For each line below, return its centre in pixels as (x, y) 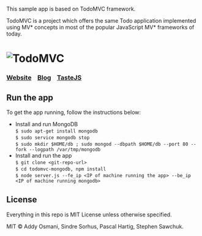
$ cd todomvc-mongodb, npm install (61, 169)
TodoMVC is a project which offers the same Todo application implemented (101, 21)
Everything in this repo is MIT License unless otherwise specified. (89, 215)
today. (14, 34)
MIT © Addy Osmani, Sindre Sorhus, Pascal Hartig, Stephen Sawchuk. (95, 226)
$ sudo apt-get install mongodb (56, 131)
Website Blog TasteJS (44, 78)
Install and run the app (43, 155)
